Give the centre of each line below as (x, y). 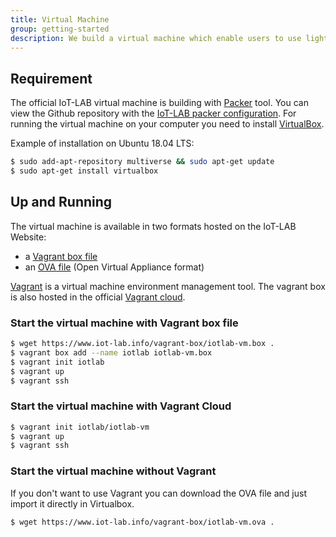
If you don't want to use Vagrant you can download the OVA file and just (158, 493)
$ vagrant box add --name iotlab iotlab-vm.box (111, 352)
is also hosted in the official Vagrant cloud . (98, 297)
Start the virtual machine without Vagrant (113, 471)
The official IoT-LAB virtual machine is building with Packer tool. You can (159, 103)
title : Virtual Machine (60, 19)
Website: (28, 237)
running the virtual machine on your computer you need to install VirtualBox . (167, 124)
